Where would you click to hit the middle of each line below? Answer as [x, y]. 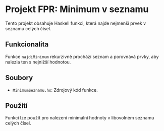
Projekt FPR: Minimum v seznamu [77, 9]
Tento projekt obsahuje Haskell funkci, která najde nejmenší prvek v [76, 23]
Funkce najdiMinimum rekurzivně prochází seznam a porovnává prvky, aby [82, 56]
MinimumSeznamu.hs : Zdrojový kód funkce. [55, 90]
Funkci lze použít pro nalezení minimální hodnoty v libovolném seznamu [80, 118]
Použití [16, 106]
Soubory [19, 78]
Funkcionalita [27, 45]
